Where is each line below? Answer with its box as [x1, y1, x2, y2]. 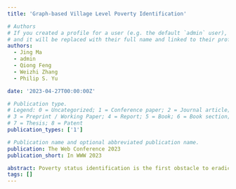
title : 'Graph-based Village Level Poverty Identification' [7, 10, 188, 17]
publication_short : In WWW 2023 [7, 152, 102, 159]
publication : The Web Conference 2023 [7, 145, 121, 153]
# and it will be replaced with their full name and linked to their [7, 36, 216, 43]
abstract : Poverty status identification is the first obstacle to [7, 164, 209, 171]
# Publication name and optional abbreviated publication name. [7, 139, 199, 146]
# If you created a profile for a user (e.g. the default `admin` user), [7, 29, 228, 36]
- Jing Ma [13, 49, 42, 56]
